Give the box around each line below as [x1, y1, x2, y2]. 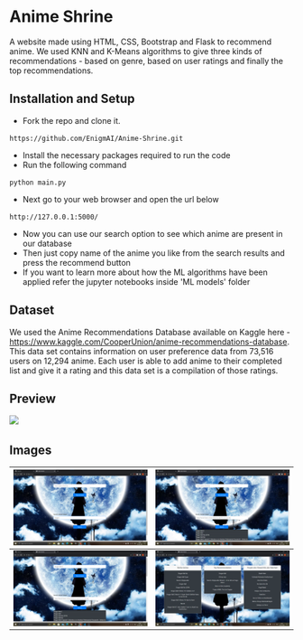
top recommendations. [9, 65, 94, 76]
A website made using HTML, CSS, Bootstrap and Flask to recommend [9, 36, 272, 47]
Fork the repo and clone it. [22, 115, 121, 126]
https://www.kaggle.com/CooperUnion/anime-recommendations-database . [9, 336, 290, 347]
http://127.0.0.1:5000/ [9, 212, 99, 221]
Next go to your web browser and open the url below [22, 193, 219, 204]
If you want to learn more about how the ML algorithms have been [22, 267, 268, 278]
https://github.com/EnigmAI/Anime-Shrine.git [9, 134, 183, 143]
